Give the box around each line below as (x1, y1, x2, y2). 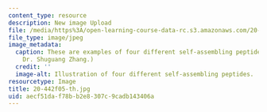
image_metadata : (8, 41, 62, 49)
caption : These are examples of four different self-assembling (15, 48, 233, 56)
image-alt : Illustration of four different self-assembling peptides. (15, 70, 254, 78)
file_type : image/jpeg (8, 33, 83, 42)
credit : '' (15, 63, 52, 71)
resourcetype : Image (8, 77, 77, 85)
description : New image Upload (8, 19, 112, 27)
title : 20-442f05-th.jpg (8, 84, 91, 93)
